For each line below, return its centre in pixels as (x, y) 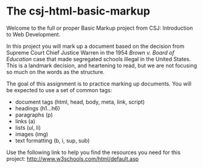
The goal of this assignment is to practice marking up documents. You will (99, 84)
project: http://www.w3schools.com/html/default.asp (73, 158)
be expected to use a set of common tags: (59, 90)
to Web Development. (33, 34)
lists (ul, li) (28, 127)
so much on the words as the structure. (56, 72)
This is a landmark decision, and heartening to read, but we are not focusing (102, 66)
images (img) (32, 134)
